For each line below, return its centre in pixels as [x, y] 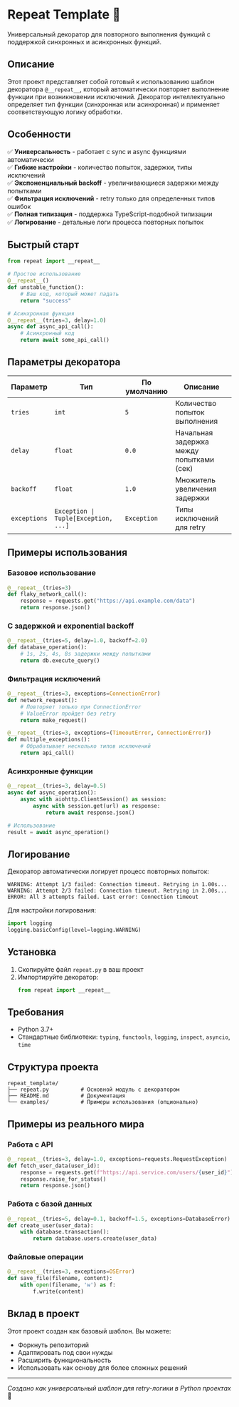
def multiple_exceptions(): [49, 740]
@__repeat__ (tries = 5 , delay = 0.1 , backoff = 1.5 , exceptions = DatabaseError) [119, 1219]
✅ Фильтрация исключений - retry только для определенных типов [111, 198]
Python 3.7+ [36, 1030]
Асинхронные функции [50, 771]
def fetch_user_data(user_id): [54, 1166]
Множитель [195, 479]
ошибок [19, 206]
